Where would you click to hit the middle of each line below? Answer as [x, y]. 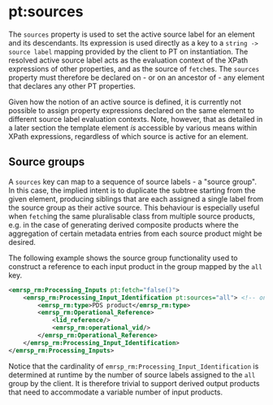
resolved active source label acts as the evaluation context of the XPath [128, 60]
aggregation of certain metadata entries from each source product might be [135, 233]
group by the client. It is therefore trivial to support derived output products [134, 383]
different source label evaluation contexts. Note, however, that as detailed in [136, 119]
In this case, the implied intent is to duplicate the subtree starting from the [132, 190]
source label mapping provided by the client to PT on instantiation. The [128, 51]
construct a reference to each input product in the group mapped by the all [135, 266]
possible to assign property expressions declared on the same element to [131, 110]
